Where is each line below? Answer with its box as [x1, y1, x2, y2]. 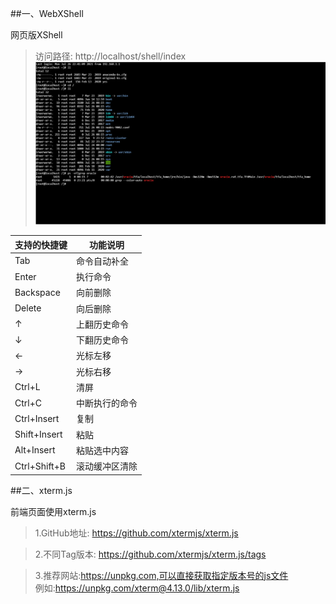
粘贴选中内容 [76, 444, 129, 456]
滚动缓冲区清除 [76, 460, 138, 472]
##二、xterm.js [10, 484, 73, 496]
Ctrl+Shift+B [14, 460, 66, 472]
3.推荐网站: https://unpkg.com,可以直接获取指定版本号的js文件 [34, 569, 289, 581]
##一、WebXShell [10, 8, 84, 19]
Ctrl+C [14, 397, 42, 409]
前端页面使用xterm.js [10, 505, 97, 517]
